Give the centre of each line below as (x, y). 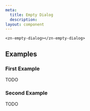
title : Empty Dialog (32, 15)
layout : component (25, 24)
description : (24, 19)
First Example (23, 69)
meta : (11, 10)
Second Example (26, 93)
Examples (21, 54)
